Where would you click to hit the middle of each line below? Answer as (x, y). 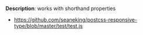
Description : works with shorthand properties (61, 8)
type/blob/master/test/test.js (48, 26)
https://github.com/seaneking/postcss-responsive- (76, 20)
